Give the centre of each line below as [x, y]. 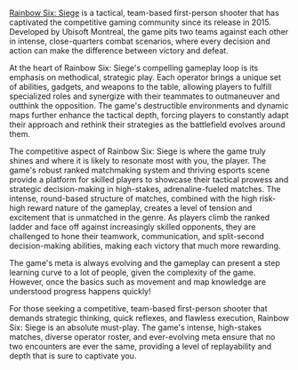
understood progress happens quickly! [80, 291]
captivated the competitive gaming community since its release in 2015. [140, 22]
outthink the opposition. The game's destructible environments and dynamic [149, 105]
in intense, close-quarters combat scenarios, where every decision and [140, 41]
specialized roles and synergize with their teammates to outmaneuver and [145, 96]
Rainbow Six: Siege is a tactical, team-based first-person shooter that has [145, 13]
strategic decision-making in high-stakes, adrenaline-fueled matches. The [145, 189]
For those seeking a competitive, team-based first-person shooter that [138, 309]
